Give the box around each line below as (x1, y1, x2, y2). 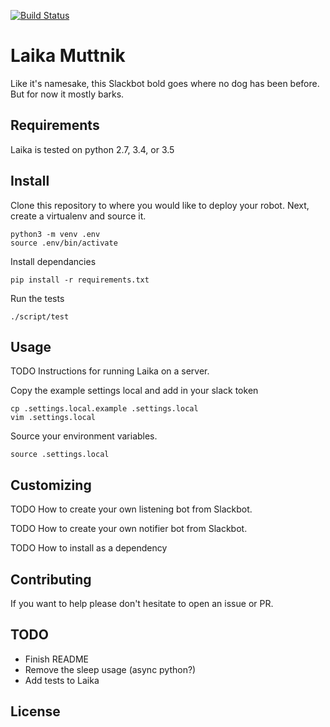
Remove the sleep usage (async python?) (24, 663, 197, 675)
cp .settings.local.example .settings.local (10, 404, 199, 414)
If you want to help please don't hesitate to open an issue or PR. (10, 598, 274, 609)
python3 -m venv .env (10, 229, 101, 239)
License (10, 703, 61, 720)
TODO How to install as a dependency (10, 542, 168, 554)
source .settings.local (10, 450, 110, 460)
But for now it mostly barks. (10, 88, 125, 100)
